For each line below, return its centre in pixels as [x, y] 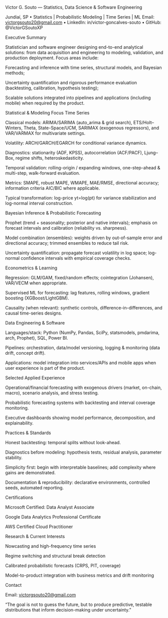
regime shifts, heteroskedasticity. [50, 158]
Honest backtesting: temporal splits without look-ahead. [63, 442]
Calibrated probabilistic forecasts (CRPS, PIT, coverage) [63, 565]
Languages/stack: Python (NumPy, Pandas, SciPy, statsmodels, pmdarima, [82, 333]
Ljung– [151, 152]
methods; [15, 73]
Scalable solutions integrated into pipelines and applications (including [78, 98]
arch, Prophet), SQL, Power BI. [37, 338]
